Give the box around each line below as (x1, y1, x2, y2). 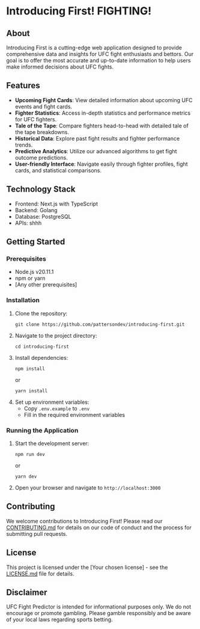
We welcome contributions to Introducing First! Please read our (6, 517, 163, 524)
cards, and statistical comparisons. (14, 166, 102, 174)
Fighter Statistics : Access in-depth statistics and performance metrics (14, 109, 191, 117)
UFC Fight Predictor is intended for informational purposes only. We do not (6, 603, 192, 610)
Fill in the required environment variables (23, 411, 125, 418)
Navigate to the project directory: (14, 332, 97, 339)
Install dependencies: (14, 354, 68, 361)
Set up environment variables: (14, 398, 89, 406)
